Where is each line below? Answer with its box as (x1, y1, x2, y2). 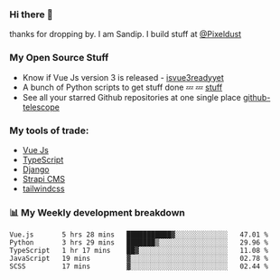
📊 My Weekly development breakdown (9, 206, 185, 218)
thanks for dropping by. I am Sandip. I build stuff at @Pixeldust (9, 29, 242, 40)
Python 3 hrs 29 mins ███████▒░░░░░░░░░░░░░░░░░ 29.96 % (9, 238, 269, 247)
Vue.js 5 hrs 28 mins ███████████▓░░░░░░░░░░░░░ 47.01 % (9, 230, 269, 239)
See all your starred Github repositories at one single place (22, 92, 242, 102)
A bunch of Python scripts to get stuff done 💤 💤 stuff (22, 82, 223, 92)
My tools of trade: (9, 124, 89, 137)
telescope (22, 101, 61, 112)
